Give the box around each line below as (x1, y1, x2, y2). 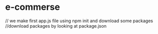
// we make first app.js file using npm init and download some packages (5, 18, 153, 24)
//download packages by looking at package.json (5, 23, 106, 29)
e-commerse (5, 1, 60, 13)
